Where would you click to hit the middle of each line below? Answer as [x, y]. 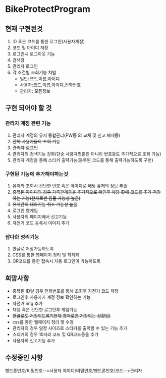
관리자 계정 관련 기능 [28, 123]
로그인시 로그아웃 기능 [34, 54]
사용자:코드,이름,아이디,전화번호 [50, 85]
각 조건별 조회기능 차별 [34, 72]
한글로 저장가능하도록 [33, 249]
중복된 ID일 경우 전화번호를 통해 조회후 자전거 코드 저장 [65, 291]
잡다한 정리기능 [22, 237]
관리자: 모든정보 [35, 91]
